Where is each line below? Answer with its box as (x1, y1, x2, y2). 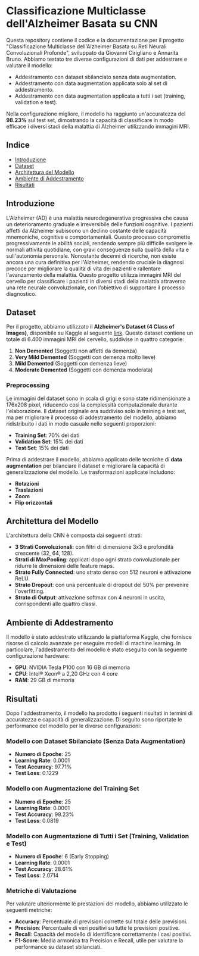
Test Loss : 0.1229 (14, 770, 58, 777)
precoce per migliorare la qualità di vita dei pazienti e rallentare (6, 265, 161, 272)
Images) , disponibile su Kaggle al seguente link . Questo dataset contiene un (6, 329, 194, 337)
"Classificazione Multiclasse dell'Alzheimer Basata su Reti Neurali (6, 43, 167, 50)
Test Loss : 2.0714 (14, 872, 59, 879)
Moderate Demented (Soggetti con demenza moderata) (14, 366, 153, 373)
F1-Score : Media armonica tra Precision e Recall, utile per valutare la (14, 937, 184, 944)
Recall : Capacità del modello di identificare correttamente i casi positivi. (14, 930, 192, 938)
